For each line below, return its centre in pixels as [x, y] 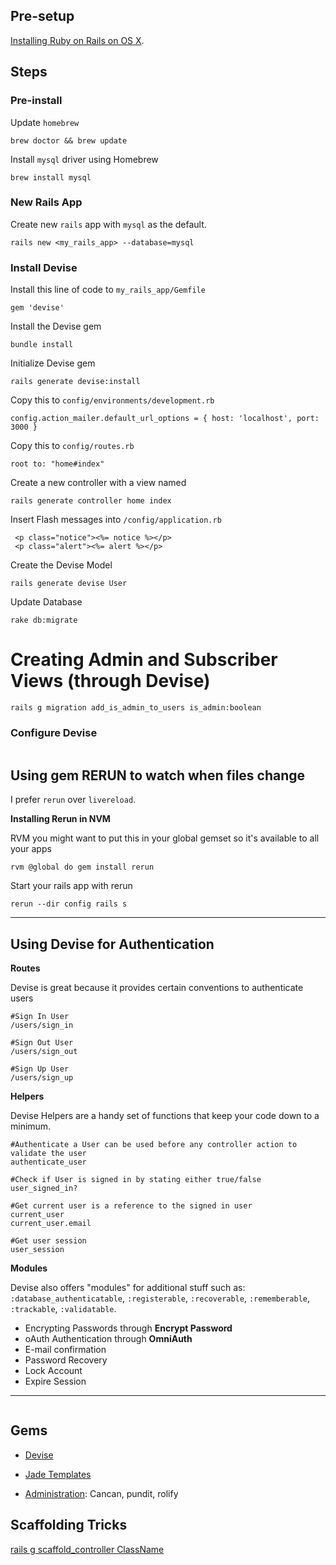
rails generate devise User [69, 584]
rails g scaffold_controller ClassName [87, 1549]
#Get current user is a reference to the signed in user [131, 1205]
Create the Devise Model [61, 565]
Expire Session [55, 1381]
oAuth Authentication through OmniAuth [108, 1338]
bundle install [42, 345]
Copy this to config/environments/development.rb [112, 400]
